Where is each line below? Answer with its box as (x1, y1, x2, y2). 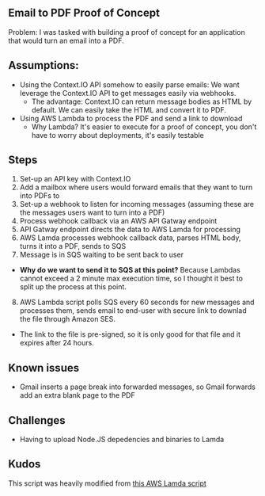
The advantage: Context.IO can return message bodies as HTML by (31, 97, 252, 106)
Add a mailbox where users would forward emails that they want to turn (19, 182, 253, 193)
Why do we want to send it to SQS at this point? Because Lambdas (19, 265, 241, 275)
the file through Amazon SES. (19, 315, 116, 324)
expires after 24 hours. (19, 338, 95, 348)
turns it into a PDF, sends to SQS (19, 242, 127, 251)
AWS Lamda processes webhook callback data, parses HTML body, (19, 233, 241, 242)
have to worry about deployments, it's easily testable (31, 130, 204, 139)
